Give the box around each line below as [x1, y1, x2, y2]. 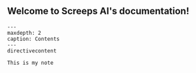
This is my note [7, 59, 54, 66]
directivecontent [7, 47, 57, 54]
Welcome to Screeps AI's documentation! [7, 5, 190, 17]
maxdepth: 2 [7, 29, 41, 36]
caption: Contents [7, 35, 60, 42]
